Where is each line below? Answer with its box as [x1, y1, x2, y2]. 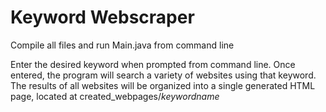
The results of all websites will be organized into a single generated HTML [10, 79, 316, 91]
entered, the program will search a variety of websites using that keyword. [10, 69, 317, 81]
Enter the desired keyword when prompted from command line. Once [10, 58, 296, 70]
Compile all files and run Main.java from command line [10, 39, 235, 51]
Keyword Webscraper [10, 6, 195, 29]
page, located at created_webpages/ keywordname [10, 90, 220, 102]
